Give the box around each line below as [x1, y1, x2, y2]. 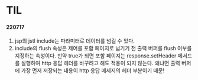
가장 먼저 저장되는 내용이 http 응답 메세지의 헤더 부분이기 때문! [21, 67, 165, 74]
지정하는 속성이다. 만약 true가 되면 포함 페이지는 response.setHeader [14, 52, 177, 59]
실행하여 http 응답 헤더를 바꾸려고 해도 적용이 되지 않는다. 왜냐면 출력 [21, 60, 180, 67]
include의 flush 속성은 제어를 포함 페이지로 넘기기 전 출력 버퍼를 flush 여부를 [14, 45, 192, 52]
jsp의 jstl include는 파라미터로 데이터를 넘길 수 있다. [14, 37, 135, 44]
